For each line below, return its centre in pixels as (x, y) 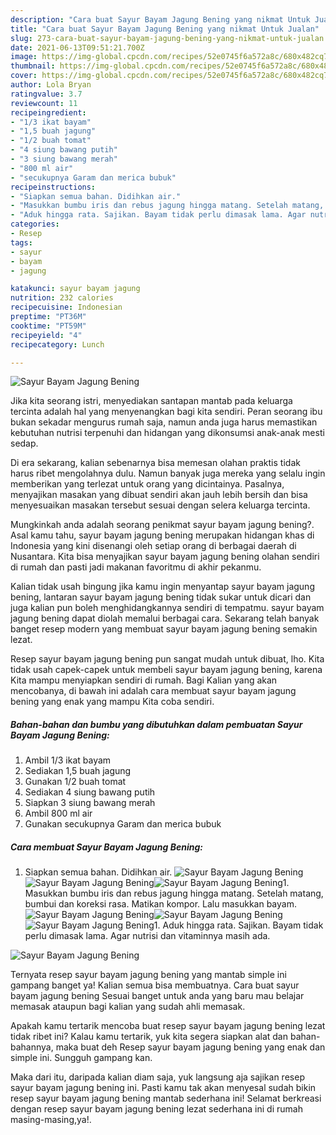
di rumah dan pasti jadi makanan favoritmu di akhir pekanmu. (136, 567)
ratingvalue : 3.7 (46, 94)
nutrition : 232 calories (62, 298)
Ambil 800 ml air (58, 813)
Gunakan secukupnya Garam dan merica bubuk (123, 824)
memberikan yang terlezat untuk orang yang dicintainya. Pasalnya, (147, 484)
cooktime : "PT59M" (48, 326)
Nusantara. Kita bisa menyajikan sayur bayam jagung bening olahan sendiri (165, 557)
